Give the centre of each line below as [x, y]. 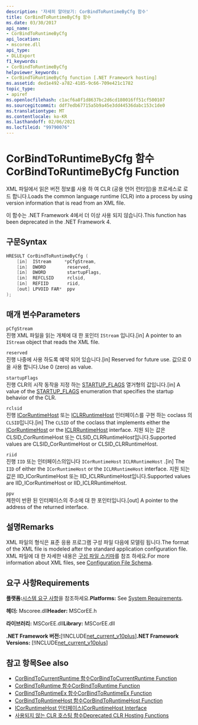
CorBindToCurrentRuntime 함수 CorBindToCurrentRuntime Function [96, 678]
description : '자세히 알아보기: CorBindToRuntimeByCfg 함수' [77, 12]
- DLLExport [21, 56]
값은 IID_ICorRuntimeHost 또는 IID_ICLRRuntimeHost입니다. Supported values [98, 476]
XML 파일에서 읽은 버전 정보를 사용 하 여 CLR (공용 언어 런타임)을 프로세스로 [94, 189]
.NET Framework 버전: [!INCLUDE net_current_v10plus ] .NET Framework [92, 636]
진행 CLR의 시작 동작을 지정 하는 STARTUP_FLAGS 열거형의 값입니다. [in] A [93, 384]
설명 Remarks [30, 527]
